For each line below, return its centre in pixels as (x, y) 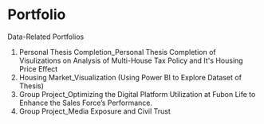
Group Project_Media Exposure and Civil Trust (95, 111)
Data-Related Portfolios (46, 37)
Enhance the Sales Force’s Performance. (86, 103)
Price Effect (38, 68)
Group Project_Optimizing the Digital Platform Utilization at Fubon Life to (137, 94)
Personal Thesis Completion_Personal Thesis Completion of (117, 52)
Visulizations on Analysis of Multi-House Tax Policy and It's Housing (131, 60)
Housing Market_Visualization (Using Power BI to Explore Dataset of (130, 77)
